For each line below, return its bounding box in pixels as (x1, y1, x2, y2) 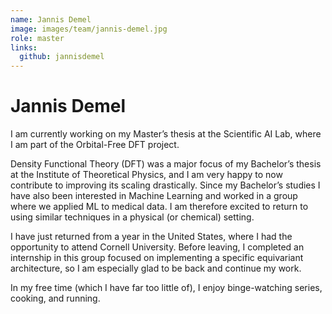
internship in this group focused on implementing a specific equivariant (10, 252, 304, 264)
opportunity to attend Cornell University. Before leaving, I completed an (10, 241, 305, 253)
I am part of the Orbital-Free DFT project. (10, 139, 180, 151)
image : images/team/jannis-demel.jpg (10, 24, 168, 34)
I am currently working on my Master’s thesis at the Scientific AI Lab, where (10, 128, 322, 140)
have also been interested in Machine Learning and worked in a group (10, 190, 298, 202)
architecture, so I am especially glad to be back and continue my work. (10, 262, 302, 275)
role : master (10, 33, 65, 43)
